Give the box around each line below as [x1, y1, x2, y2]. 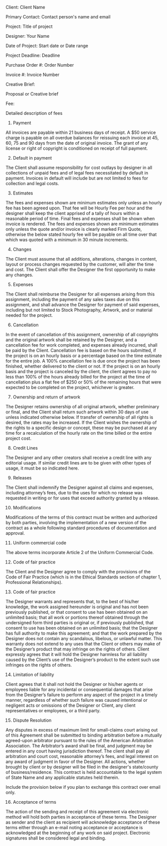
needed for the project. [5, 312, 53, 318]
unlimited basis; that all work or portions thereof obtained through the [5, 614, 148, 620]
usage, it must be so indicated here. [5, 465, 79, 471]
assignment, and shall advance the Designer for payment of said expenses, [5, 302, 160, 307]
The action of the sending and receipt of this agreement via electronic [5, 809, 149, 815]
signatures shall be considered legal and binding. [5, 835, 106, 841]
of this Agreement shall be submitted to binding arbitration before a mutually [5, 732, 162, 738]
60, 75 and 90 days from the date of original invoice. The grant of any [5, 140, 148, 146]
